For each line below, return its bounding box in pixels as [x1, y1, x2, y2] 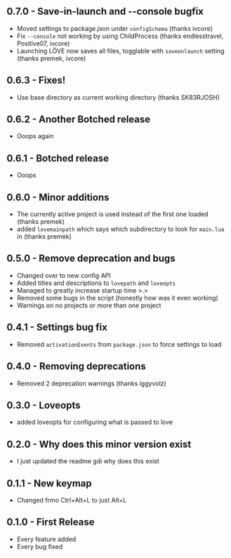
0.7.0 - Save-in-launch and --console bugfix [6, 6, 204, 18]
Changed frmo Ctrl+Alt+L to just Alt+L [16, 496, 127, 504]
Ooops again [16, 132, 54, 140]
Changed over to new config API [16, 271, 112, 279]
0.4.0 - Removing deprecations [6, 361, 147, 373]
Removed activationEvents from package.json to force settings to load [16, 340, 222, 348]
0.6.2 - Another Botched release [6, 114, 151, 126]
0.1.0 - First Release [6, 516, 95, 529]
